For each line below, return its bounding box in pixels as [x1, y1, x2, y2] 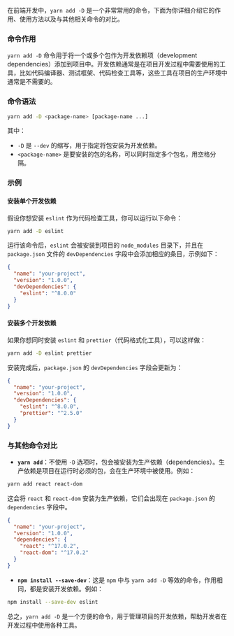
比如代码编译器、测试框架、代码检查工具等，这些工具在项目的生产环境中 [19, 69, 228, 77]
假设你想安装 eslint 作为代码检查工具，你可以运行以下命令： [7, 213, 183, 222]
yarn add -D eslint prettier [7, 349, 92, 357]
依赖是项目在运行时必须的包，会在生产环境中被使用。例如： [23, 466, 196, 474]
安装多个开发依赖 [7, 319, 57, 327]
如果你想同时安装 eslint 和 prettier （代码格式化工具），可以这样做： [7, 335, 207, 344]
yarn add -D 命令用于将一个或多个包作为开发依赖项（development [7, 51, 198, 59]
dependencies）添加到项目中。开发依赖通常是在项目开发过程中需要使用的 [7, 60, 220, 69]
